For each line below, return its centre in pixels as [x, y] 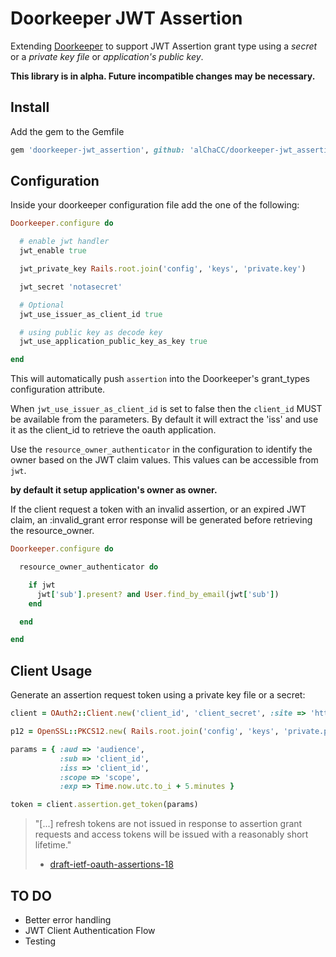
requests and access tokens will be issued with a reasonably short [171, 834]
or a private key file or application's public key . [107, 56]
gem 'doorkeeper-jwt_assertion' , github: [98, 150]
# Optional [42, 305]
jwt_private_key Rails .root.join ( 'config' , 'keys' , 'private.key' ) [163, 269]
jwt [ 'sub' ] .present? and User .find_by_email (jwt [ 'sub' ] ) [158, 594]
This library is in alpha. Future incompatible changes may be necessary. [163, 76]
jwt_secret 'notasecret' [71, 287]
